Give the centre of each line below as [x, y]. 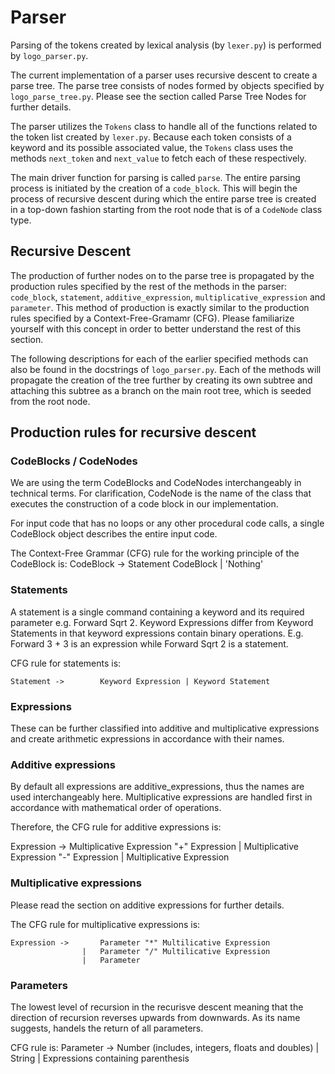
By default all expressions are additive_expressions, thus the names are [157, 787]
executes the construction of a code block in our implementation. [144, 504]
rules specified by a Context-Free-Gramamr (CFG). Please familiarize [152, 318]
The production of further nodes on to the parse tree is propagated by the [162, 275]
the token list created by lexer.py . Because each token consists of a [151, 137]
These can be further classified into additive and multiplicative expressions [165, 728]
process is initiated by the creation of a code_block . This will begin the [154, 188]
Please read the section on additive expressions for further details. [147, 905]
